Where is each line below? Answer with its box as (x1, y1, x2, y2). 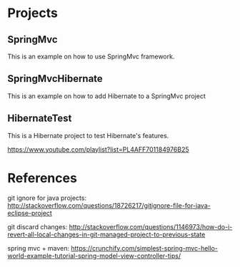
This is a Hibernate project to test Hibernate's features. (7, 131, 169, 140)
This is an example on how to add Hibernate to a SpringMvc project (7, 91, 206, 100)
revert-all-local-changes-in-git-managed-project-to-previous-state (7, 230, 206, 239)
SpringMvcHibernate (7, 73, 104, 85)
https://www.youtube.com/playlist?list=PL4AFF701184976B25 (7, 145, 189, 154)
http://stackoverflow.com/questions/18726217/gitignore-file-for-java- (7, 201, 211, 209)
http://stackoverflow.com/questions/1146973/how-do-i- (69, 222, 233, 231)
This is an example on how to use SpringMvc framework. (7, 52, 175, 61)
